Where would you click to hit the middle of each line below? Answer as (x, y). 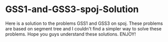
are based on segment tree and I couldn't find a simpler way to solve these (83, 28)
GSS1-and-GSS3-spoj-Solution (72, 9)
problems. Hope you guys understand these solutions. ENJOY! (71, 34)
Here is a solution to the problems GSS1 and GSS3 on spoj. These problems (84, 23)
